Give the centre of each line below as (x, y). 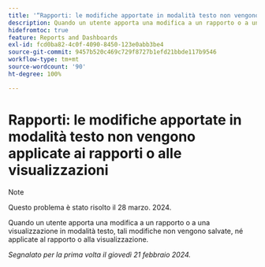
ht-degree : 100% (35, 74)
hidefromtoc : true (38, 30)
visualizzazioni (58, 170)
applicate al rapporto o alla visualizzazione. (78, 239)
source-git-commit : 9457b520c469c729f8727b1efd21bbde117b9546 (112, 52)
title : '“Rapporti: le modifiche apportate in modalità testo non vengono (134, 15)
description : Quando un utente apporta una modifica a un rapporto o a (128, 23)
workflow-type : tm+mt (44, 60)
